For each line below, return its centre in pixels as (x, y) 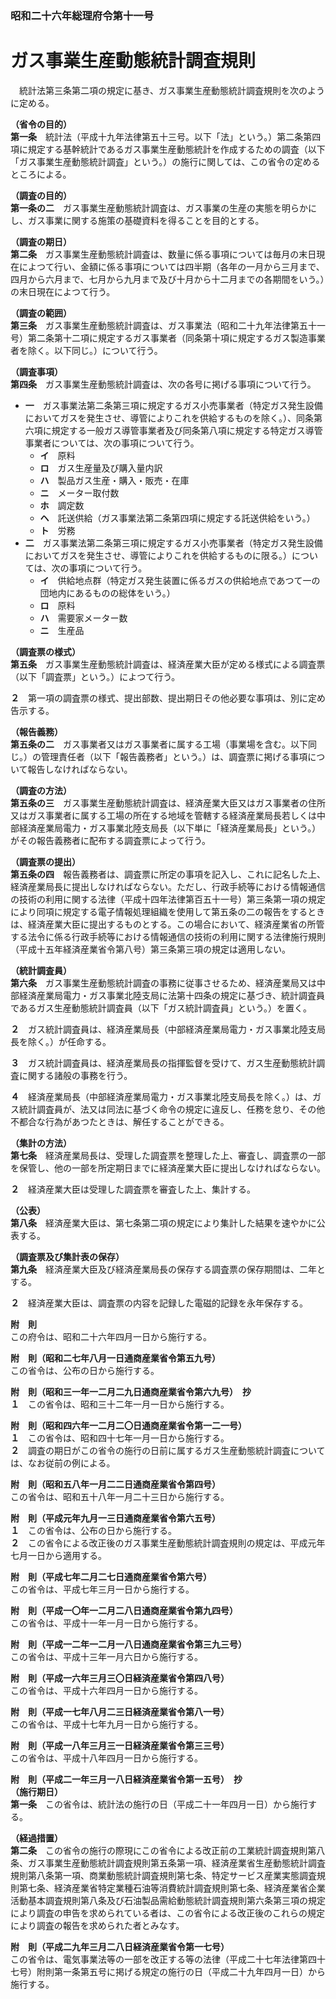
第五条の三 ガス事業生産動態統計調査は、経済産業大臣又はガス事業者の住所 (168, 803)
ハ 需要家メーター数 (83, 618)
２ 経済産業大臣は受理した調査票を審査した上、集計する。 (133, 1189)
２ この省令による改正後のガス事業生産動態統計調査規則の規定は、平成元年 (168, 1543)
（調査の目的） (41, 195)
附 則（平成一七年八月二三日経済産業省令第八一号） (120, 1711)
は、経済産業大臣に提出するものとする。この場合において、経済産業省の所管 (167, 924)
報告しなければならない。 (80, 769)
